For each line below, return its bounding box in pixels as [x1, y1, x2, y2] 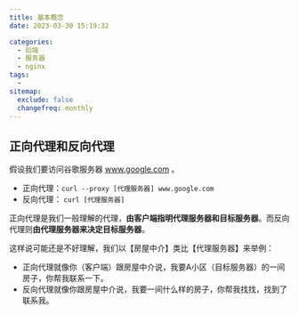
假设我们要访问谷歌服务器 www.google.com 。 [9, 164, 180, 174]
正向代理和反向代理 [9, 139, 115, 154]
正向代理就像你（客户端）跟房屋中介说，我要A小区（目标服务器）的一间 [21, 262, 286, 272]
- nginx [17, 62, 46, 71]
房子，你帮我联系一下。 [21, 273, 109, 284]
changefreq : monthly [17, 103, 93, 112]
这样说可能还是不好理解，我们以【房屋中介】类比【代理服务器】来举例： [9, 243, 274, 254]
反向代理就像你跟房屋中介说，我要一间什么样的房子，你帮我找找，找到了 [21, 284, 287, 294]
